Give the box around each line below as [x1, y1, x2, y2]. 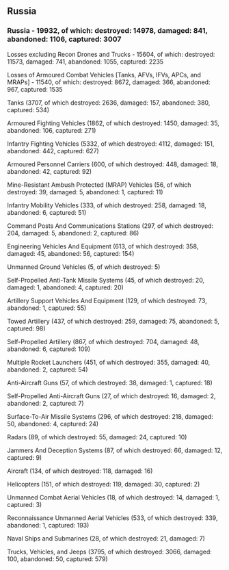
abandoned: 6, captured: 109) [7, 345, 91, 353]
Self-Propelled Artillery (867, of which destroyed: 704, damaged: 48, [7, 337, 200, 346]
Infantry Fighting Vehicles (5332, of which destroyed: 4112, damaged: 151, [7, 140, 215, 148]
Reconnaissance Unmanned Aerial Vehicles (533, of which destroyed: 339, [7, 513, 218, 522]
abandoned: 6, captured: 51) [7, 208, 87, 216]
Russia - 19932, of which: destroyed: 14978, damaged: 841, [7, 26, 208, 36]
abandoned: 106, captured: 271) [7, 126, 96, 134]
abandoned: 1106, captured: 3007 [7, 34, 122, 44]
